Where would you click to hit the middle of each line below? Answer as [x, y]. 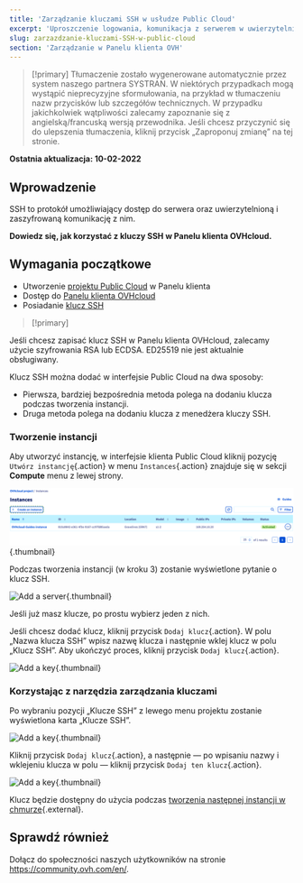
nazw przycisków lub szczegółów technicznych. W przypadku [147, 103]
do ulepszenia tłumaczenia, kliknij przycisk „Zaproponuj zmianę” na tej [162, 132]
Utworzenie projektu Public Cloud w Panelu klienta [116, 286]
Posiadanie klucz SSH [63, 305]
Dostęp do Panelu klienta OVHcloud [89, 295]
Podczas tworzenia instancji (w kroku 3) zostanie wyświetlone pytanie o [143, 569]
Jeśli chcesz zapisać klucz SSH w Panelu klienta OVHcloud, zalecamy [140, 340]
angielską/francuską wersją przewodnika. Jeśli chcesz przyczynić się [161, 123]
